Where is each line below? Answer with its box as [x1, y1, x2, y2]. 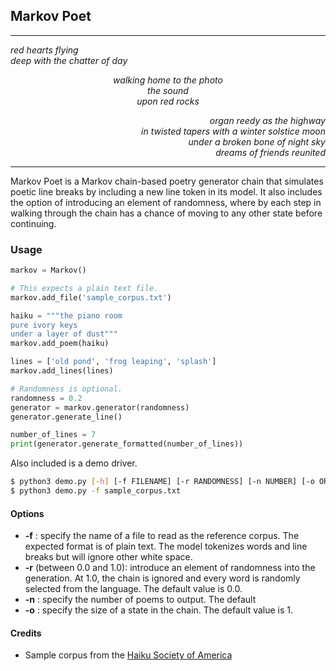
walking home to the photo [113, 74, 223, 86]
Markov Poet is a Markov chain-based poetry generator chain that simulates [10, 175, 324, 187]
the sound [147, 84, 189, 96]
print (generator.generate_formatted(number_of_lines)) [10, 439, 244, 449]
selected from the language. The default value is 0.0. [24, 583, 243, 595]
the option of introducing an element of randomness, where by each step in [10, 196, 322, 208]
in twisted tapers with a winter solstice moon [141, 125, 326, 137]
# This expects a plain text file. [10, 283, 159, 293]
